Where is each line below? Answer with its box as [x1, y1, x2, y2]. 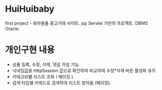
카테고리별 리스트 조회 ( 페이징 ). [12, 73, 75, 79]
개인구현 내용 [5, 45, 55, 56]
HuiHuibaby [5, 3, 55, 15]
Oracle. [5, 25, 20, 31]
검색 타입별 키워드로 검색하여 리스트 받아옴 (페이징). [12, 80, 111, 86]
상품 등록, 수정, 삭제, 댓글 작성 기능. [12, 61, 80, 67]
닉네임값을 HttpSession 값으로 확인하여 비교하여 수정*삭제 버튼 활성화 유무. [12, 67, 157, 73]
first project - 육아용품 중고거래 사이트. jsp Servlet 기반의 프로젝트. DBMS [5, 20, 148, 26]
